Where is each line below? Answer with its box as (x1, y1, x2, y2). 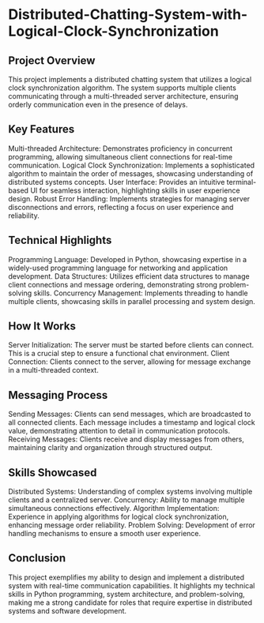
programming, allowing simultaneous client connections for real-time (8, 152, 233, 161)
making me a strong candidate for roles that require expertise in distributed (8, 598, 253, 607)
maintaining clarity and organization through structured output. (8, 443, 213, 452)
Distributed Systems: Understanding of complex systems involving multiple (8, 487, 253, 497)
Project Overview (8, 54, 96, 67)
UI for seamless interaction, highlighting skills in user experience (30, 186, 240, 195)
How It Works (8, 320, 77, 333)
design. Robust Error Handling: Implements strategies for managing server (8, 193, 251, 203)
